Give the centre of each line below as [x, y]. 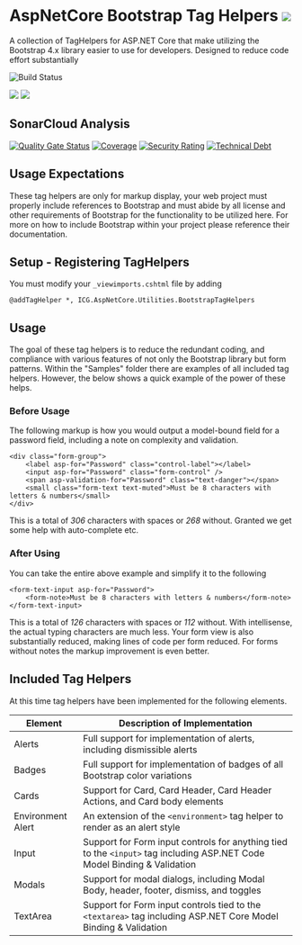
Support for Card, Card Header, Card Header [178, 790]
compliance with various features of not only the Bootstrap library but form [148, 359]
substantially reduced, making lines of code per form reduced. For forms [144, 641]
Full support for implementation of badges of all [183, 764]
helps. [21, 388]
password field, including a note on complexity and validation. [124, 440]
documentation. [39, 234]
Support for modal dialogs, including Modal [174, 878]
